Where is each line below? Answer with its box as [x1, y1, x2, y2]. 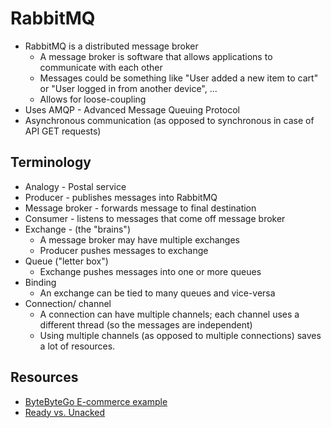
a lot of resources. [39, 340, 116, 352]
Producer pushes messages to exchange [39, 244, 209, 256]
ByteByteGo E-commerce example [24, 395, 168, 407]
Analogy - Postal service [24, 180, 127, 192]
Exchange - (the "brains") [24, 223, 131, 235]
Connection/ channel [24, 297, 112, 309]
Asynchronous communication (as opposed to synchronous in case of [24, 114, 315, 126]
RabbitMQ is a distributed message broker [24, 40, 199, 52]
